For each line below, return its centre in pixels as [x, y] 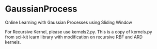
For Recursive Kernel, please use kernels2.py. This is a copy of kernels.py [79, 32]
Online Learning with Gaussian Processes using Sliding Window [69, 22]
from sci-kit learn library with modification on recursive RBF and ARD [74, 37]
